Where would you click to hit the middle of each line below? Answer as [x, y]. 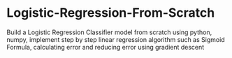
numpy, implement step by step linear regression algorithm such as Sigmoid [116, 39]
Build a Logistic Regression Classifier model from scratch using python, [109, 32]
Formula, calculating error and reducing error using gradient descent [106, 47]
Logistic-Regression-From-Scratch [111, 13]
